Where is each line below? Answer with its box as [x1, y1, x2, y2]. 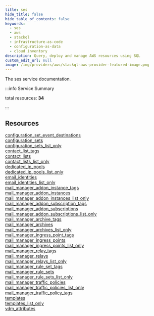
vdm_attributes [5, 305, 36, 312]
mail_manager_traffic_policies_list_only [5, 284, 84, 290]
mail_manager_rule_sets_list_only [5, 274, 73, 280]
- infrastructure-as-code [9, 40, 63, 45]
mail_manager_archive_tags [5, 216, 62, 222]
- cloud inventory [9, 48, 48, 53]
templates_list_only [5, 300, 44, 306]
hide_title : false [5, 12, 43, 17]
